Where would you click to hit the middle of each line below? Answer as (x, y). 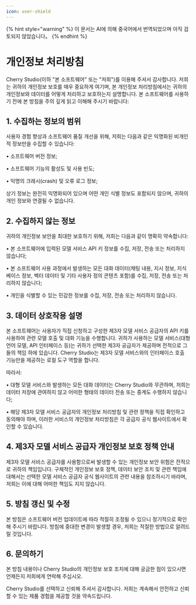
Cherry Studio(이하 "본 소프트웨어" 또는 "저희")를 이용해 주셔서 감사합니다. (92, 79)
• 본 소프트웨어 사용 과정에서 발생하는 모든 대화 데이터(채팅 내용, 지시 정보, (91, 268)
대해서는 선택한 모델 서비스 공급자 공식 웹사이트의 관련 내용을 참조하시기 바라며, (97, 476)
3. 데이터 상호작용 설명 (44, 315)
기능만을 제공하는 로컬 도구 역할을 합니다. (53, 360)
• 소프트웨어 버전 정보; (32, 156)
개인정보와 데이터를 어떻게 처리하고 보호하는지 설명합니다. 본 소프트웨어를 (90, 94)
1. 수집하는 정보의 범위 (44, 121)
